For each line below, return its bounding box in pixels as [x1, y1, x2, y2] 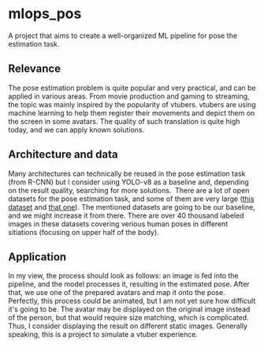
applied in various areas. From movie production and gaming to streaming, [8, 91, 250, 101]
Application [8, 250, 67, 263]
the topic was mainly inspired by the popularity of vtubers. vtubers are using [8, 99, 256, 109]
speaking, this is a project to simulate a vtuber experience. [8, 330, 199, 339]
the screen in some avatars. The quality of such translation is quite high [8, 116, 240, 126]
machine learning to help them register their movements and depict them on [8, 108, 255, 118]
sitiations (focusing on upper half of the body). [8, 227, 159, 237]
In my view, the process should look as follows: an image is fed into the [8, 271, 239, 281]
